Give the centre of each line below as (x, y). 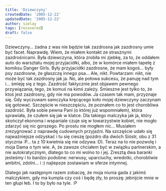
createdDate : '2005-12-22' (33, 14)
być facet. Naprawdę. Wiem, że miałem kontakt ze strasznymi (68, 52)
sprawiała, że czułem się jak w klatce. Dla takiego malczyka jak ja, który (79, 115)
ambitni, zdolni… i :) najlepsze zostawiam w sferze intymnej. (67, 163)
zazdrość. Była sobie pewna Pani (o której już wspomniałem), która (74, 110)
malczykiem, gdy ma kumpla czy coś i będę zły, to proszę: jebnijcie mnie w (82, 178)
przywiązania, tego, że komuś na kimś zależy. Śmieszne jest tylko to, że (79, 89)
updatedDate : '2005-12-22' (33, 19)
